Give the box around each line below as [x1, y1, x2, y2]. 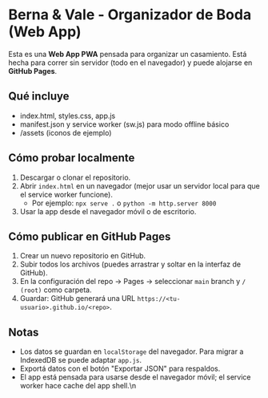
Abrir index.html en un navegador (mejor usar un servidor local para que [19, 181, 260, 190]
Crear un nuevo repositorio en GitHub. [19, 251, 146, 261]
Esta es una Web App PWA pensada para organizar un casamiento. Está [8, 49, 247, 59]
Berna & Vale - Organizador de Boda [8, 6, 252, 24]
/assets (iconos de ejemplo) [19, 128, 112, 137]
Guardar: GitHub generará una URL [19, 294, 136, 303]
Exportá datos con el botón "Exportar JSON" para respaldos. [19, 363, 221, 374]
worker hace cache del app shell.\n [19, 381, 137, 391]
